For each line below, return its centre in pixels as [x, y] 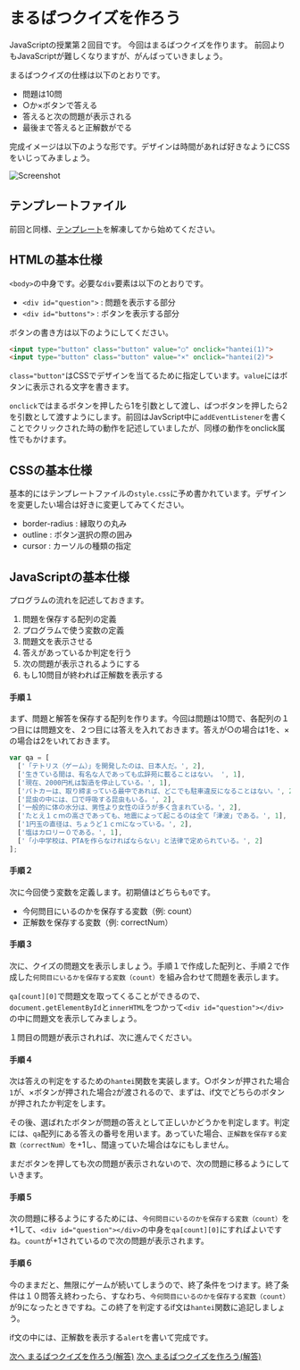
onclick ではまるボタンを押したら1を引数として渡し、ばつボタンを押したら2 [148, 406]
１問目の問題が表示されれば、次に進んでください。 [103, 1038]
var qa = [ [29, 758]
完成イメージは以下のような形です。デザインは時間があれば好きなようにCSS [150, 146]
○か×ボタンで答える [60, 105]
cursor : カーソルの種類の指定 [77, 546]
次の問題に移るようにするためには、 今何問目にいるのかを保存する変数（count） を [150, 1219]
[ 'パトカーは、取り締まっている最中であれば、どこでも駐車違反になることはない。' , [151, 791]
